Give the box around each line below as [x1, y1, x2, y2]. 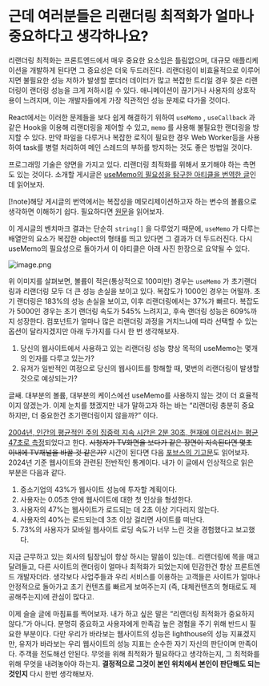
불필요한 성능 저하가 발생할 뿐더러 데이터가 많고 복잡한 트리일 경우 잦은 [22, 75, 243, 85]
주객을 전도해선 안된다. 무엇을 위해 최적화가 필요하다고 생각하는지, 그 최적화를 [18, 648, 260, 658]
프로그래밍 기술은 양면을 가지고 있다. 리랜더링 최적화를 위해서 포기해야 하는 [8, 159, 242, 169]
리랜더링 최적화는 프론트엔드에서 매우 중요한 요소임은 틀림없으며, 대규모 [8, 55, 231, 65]
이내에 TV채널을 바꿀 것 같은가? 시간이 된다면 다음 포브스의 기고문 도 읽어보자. [8, 447, 250, 457]
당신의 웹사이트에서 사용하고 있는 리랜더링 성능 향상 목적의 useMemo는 [19, 343, 243, 353]
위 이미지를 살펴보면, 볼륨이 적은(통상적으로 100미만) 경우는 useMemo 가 [8, 276, 230, 285]
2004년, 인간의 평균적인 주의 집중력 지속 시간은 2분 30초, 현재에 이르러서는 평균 [8, 427, 259, 437]
